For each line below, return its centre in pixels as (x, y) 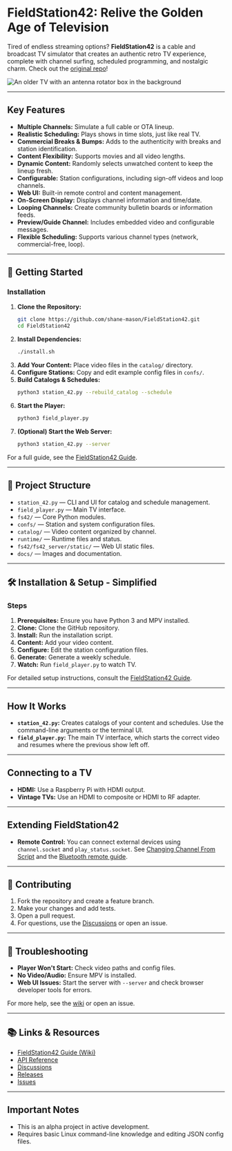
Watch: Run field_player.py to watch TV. (77, 665)
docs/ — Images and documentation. (69, 553)
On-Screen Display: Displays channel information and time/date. (109, 200)
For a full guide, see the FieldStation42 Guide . (72, 457)
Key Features (36, 110)
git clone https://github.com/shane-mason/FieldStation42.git (108, 320)
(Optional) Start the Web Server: (65, 431)
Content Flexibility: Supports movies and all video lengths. (101, 156)
